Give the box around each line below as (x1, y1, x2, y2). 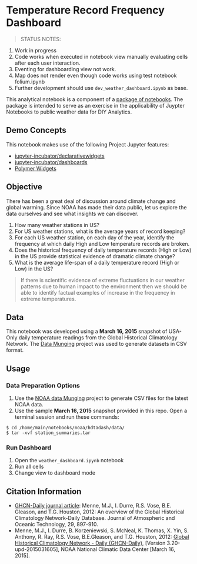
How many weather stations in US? (14, 221, 100, 228)
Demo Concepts (6, 125, 66, 135)
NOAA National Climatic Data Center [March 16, (61, 546, 175, 553)
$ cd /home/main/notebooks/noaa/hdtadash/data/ (6, 425, 125, 431)
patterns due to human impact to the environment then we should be (20, 283, 187, 290)
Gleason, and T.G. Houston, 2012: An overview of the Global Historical (14, 508, 185, 515)
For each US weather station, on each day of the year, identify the (14, 233, 175, 241)
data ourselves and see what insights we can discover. (6, 210, 139, 217)
